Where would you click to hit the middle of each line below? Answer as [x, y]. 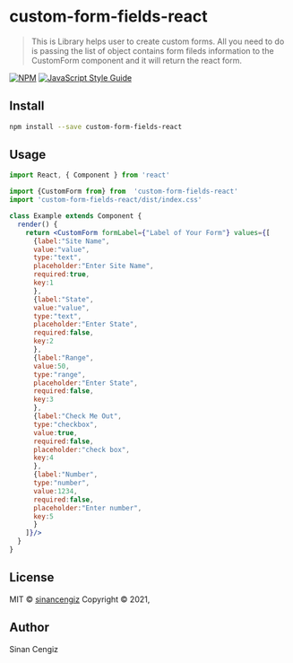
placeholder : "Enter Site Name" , [93, 266]
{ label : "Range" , [63, 358]
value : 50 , [51, 366]
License [32, 577]
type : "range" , [60, 374]
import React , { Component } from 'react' [90, 175]
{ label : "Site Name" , [71, 241]
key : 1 [43, 283]
